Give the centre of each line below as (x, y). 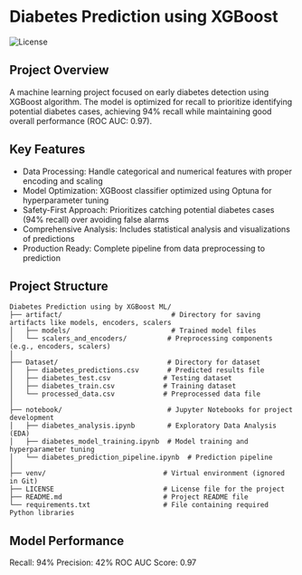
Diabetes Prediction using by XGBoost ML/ (90, 307)
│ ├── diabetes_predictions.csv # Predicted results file (137, 370)
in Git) (24, 482)
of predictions (48, 238)
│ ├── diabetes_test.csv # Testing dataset (121, 379)
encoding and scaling (63, 181)
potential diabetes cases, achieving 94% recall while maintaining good (141, 111)
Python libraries (42, 513)
